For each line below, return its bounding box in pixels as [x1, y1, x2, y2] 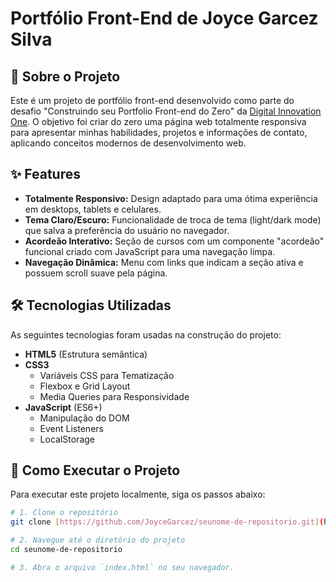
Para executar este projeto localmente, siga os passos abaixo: [10, 488, 266, 501]
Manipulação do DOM [39, 412, 130, 424]
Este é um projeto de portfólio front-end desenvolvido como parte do [10, 95, 295, 106]
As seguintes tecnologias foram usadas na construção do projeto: [10, 328, 282, 341]
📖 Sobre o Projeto [10, 68, 121, 85]
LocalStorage [39, 433, 95, 445]
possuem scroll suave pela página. [24, 267, 168, 279]
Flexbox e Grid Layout [39, 380, 131, 392]
